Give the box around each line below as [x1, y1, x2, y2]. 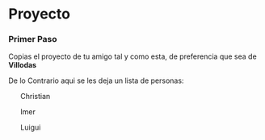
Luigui [19, 122, 41, 133]
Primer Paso [8, 34, 58, 45]
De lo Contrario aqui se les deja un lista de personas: [8, 76, 184, 85]
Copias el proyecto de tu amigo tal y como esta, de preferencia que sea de [8, 51, 257, 61]
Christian [19, 92, 51, 101]
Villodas [8, 60, 37, 70]
